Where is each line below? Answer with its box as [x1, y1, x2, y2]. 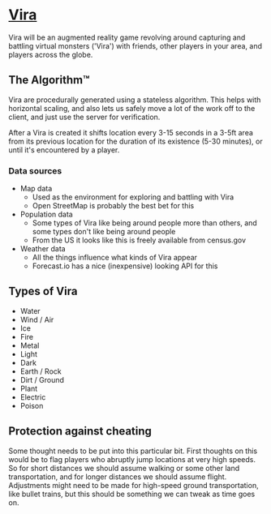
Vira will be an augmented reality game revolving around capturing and [8, 32, 246, 42]
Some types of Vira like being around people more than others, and [32, 218, 257, 228]
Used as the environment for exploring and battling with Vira [32, 192, 234, 202]
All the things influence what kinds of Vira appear [32, 253, 197, 263]
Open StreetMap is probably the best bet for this [32, 201, 195, 211]
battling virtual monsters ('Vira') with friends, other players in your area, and [8, 41, 262, 50]
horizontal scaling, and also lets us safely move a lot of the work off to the [8, 103, 256, 113]
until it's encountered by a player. [8, 144, 120, 155]
